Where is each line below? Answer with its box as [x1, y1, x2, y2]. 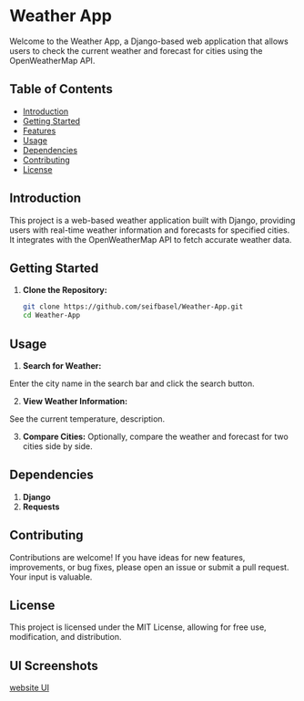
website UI [9, 682, 50, 694]
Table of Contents [9, 81, 114, 97]
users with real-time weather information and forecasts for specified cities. [9, 225, 290, 235]
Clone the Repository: [22, 285, 107, 296]
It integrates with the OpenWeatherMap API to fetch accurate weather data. [9, 234, 292, 245]
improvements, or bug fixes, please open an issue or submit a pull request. [9, 561, 289, 572]
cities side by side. [22, 440, 93, 452]
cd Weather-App [22, 311, 81, 320]
